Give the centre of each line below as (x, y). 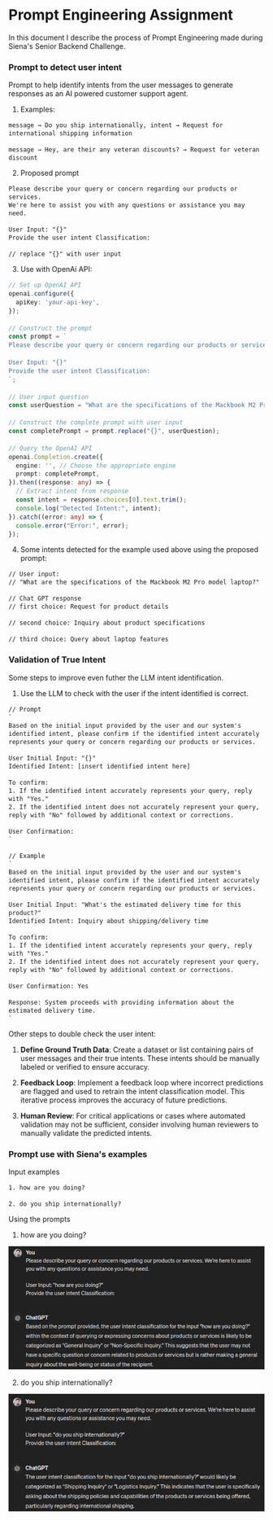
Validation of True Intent (57, 659)
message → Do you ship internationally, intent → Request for (116, 125)
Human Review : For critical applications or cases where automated (133, 1115)
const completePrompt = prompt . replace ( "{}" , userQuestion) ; (114, 431)
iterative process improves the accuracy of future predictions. (123, 1100)
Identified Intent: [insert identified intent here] (100, 766)
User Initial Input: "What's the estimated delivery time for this (125, 905)
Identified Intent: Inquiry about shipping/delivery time (108, 921)
